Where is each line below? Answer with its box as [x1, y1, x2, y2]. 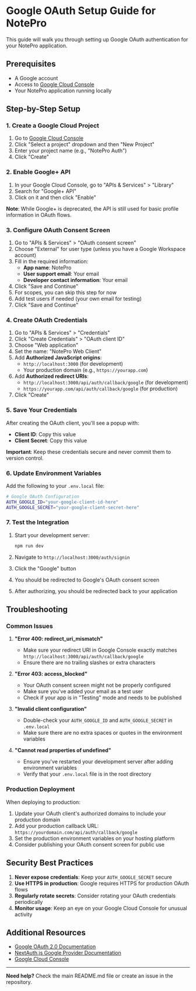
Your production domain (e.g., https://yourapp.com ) [23, 367, 148, 374]
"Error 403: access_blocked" [14, 670, 87, 677]
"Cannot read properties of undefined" [14, 747, 112, 754]
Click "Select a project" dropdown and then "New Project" [14, 141, 155, 148]
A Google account [14, 74, 58, 81]
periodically [14, 898, 43, 905]
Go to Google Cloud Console [14, 135, 83, 142]
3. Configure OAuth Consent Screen [6, 226, 110, 234]
